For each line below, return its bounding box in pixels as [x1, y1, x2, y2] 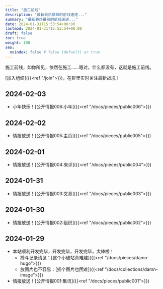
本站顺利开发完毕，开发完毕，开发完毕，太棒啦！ [12, 248, 114, 255]
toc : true [5, 36, 26, 41]
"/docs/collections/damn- [105, 266, 158, 272]
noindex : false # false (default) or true [10, 49, 100, 54]
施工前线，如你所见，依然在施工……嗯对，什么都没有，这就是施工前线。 [5, 64, 154, 70]
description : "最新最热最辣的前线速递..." [5, 12, 87, 17]
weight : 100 [5, 40, 30, 45]
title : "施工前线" [5, 7, 41, 13]
